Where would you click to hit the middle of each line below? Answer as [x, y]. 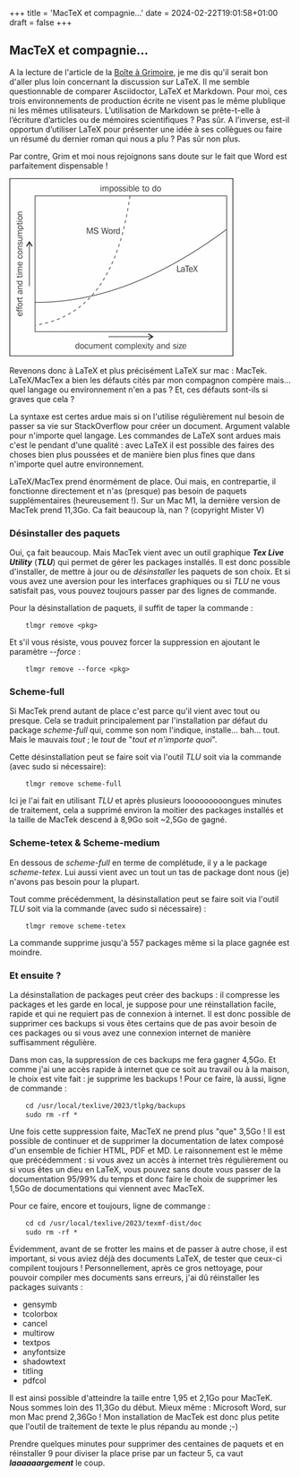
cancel [34, 1323]
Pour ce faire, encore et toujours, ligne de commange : [110, 1206]
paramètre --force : [45, 652]
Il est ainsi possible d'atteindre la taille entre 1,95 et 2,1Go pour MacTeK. [141, 1398]
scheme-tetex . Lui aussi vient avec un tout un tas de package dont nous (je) [150, 872]
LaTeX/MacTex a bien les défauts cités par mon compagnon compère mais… [150, 380]
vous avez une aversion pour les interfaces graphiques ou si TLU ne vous [145, 581]
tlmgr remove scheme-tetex [76, 926]
